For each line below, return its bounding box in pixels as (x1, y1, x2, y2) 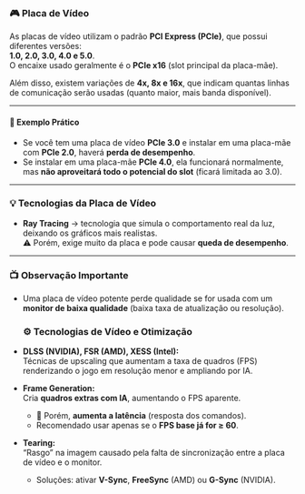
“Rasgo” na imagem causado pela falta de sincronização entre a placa (22, 448, 286, 459)
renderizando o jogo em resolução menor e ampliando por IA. (22, 366, 253, 377)
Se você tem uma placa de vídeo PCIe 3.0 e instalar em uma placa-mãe (22, 136, 291, 147)
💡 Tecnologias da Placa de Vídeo (9, 197, 157, 210)
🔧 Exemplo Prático (9, 116, 80, 127)
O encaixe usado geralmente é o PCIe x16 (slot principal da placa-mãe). (9, 60, 279, 71)
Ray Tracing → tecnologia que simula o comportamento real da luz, (22, 217, 275, 228)
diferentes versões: (9, 41, 82, 52)
